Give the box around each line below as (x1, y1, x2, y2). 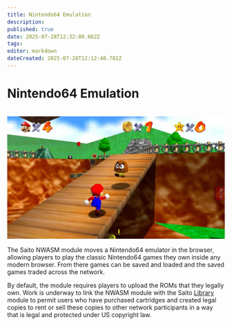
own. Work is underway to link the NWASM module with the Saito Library (7, 289, 214, 297)
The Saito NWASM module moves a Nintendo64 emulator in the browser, (7, 246, 214, 254)
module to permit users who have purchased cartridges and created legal (7, 296, 217, 305)
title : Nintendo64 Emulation (7, 11, 91, 18)
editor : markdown (7, 48, 57, 55)
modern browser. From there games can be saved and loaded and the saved (7, 260, 224, 269)
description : (7, 18, 45, 26)
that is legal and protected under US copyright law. (7, 311, 152, 319)
